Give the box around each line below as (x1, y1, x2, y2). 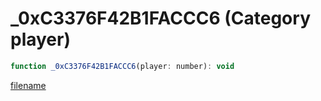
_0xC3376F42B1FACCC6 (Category (10, 7, 311, 30)
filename (10, 79, 47, 91)
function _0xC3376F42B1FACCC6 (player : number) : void (10, 61, 235, 71)
